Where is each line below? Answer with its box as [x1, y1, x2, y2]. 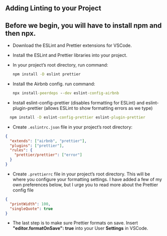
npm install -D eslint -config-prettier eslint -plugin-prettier [10, 114, 145, 120]
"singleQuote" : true [10, 206, 53, 211]
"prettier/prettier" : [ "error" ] [14, 152, 82, 158]
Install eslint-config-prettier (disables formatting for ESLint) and [12, 99, 145, 105]
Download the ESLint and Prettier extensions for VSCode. [12, 42, 132, 48]
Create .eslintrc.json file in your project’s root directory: [12, 124, 133, 130]
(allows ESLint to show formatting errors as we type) [43, 105, 153, 111]
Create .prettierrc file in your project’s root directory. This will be [12, 171, 150, 177]
